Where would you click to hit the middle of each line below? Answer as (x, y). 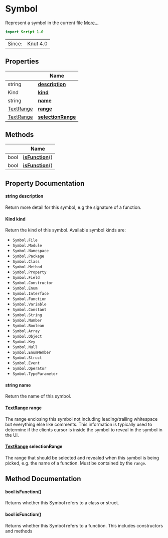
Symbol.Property (29, 272)
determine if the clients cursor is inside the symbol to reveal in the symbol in (84, 430)
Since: (15, 43)
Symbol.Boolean (28, 326)
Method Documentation (43, 479)
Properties (22, 62)
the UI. (12, 435)
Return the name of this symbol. (38, 396)
